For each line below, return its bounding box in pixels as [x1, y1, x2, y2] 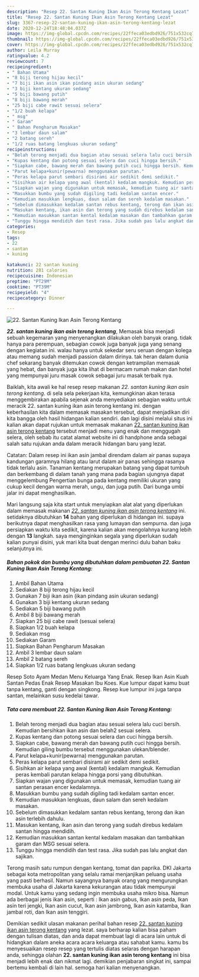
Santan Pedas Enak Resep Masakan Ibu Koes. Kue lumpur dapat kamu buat [6, 679, 190, 687]
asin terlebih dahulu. [15, 815, 66, 822]
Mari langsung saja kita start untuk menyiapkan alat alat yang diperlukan [6, 501, 183, 508]
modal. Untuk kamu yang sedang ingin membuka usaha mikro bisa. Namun [6, 890, 189, 897]
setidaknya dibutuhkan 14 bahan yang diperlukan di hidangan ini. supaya [6, 513, 184, 521]
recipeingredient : [6, 63, 52, 70]
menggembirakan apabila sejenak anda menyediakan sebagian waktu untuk [6, 396, 191, 403]
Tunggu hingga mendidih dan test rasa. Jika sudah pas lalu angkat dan [15, 847, 188, 854]
